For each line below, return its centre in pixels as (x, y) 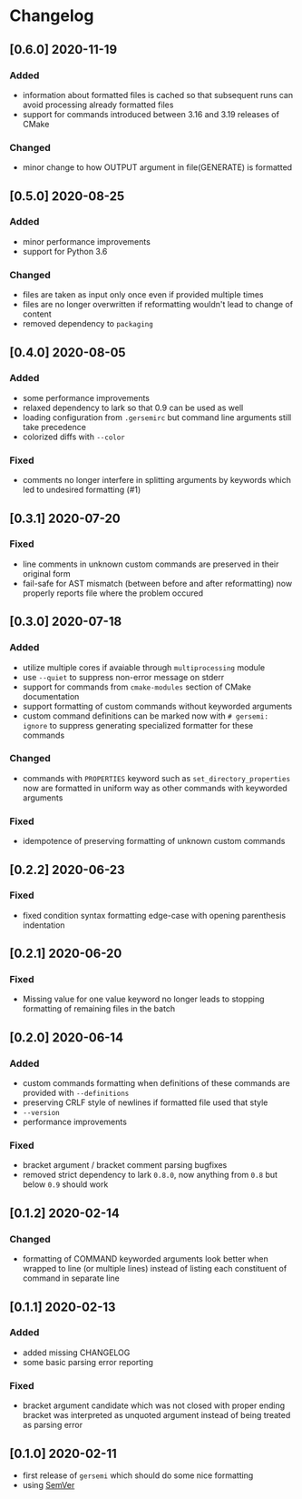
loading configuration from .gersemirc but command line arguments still (157, 417)
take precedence (54, 427)
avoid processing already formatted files (98, 105)
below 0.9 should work (65, 1184)
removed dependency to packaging (88, 324)
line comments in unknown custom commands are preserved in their (151, 564)
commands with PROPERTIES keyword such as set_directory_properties (156, 778)
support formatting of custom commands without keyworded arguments (157, 706)
